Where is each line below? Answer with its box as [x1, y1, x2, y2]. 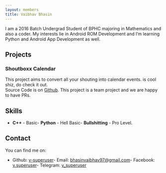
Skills [5, 107, 22, 115]
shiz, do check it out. [5, 82, 48, 88]
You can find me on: [5, 147, 46, 153]
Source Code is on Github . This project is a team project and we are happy [5, 87, 158, 93]
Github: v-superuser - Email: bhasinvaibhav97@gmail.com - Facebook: [12, 157, 155, 163]
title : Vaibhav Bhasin [5, 12, 52, 17]
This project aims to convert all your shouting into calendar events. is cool [5, 76, 157, 82]
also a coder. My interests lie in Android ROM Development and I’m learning [5, 31, 160, 37]
